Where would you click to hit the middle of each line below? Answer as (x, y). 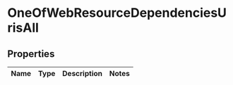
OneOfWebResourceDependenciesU (117, 13)
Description (82, 73)
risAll (23, 28)
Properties (31, 54)
